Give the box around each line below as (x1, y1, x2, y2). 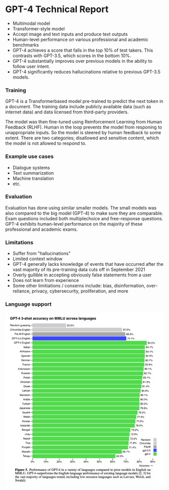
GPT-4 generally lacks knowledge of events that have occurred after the (12, 261, 163, 267)
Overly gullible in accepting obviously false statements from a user (12, 272, 152, 278)
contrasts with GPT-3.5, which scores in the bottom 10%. (12, 52, 132, 59)
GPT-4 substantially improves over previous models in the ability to (12, 58, 153, 64)
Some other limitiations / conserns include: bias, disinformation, (12, 282, 146, 289)
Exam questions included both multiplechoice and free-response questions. (5, 215, 163, 221)
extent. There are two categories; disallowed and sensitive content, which (5, 135, 159, 141)
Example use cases (5, 153, 54, 160)
